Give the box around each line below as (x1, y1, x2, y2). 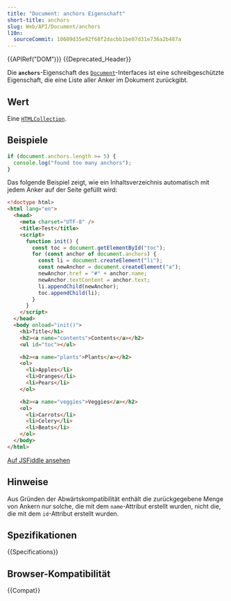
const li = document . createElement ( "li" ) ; (37, 257, 163, 264)
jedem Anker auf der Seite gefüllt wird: (7, 185, 118, 194)
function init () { (25, 237, 79, 245)
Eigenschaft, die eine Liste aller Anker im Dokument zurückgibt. (7, 76, 189, 84)
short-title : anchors (7, 17, 70, 24)
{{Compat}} (7, 586, 40, 595)
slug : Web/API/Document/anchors (7, 23, 101, 30)
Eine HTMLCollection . (7, 114, 67, 122)
